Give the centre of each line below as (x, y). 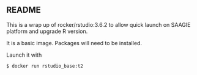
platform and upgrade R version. (47, 31)
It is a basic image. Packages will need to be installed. (74, 43)
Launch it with (24, 55)
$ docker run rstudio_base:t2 (45, 66)
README (24, 10)
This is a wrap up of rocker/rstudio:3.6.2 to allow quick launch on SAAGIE (98, 24)
